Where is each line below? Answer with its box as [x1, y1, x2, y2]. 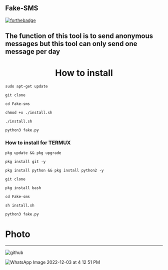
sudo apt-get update [5, 84, 48, 89]
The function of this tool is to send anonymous [5, 32, 153, 40]
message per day [5, 47, 60, 56]
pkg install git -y [5, 159, 46, 164]
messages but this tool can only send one [5, 39, 137, 48]
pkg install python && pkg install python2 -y [5, 168, 104, 173]
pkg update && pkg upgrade [5, 150, 61, 155]
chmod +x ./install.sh [5, 110, 52, 115]
